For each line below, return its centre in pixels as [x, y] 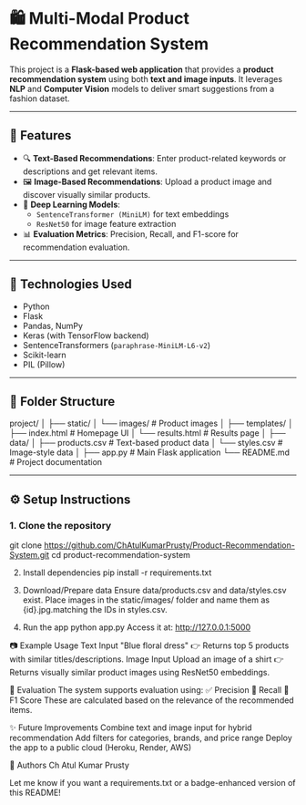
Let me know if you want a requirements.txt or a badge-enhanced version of [153, 783]
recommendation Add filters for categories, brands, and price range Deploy [151, 738]
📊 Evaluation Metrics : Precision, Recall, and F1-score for [131, 233]
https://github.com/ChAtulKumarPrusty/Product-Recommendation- [170, 545]
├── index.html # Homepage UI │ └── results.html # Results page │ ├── [148, 433]
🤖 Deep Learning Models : [71, 204]
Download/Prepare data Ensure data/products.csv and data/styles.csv [154, 591]
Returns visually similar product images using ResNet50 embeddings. [140, 673]
